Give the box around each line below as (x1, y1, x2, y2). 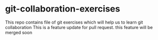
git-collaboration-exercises (5, 3, 120, 14)
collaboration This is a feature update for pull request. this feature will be (5, 24, 153, 30)
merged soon (5, 29, 33, 35)
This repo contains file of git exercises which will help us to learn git (5, 19, 143, 25)
